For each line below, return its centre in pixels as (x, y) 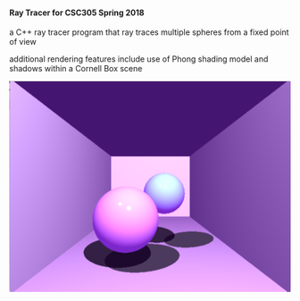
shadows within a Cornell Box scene (76, 69)
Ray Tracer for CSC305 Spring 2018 (77, 13)
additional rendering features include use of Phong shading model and (139, 59)
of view (23, 42)
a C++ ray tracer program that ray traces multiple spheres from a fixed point (149, 32)
